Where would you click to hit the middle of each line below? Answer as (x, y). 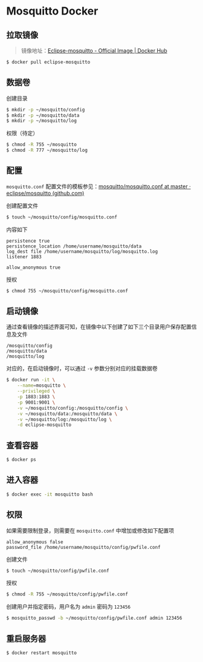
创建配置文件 (22, 205)
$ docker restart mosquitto (42, 653)
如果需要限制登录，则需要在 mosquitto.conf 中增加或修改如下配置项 (90, 530)
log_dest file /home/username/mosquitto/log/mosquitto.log (82, 251)
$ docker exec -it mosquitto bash (50, 494)
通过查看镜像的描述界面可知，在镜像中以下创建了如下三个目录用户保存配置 (99, 327)
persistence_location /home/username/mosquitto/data (74, 246)
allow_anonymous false (35, 542)
